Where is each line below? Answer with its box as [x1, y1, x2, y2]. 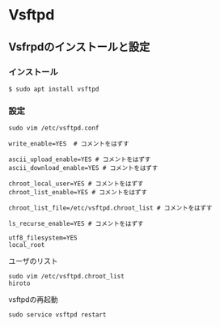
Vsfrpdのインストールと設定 [8, 40, 150, 53]
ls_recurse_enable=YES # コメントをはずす [8, 220, 144, 228]
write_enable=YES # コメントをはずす [8, 140, 129, 148]
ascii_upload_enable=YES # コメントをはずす [8, 155, 151, 163]
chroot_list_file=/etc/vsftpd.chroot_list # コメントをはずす [8, 204, 213, 212]
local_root [8, 241, 45, 249]
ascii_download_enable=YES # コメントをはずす [8, 164, 159, 172]
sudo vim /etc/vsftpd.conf [8, 124, 99, 133]
